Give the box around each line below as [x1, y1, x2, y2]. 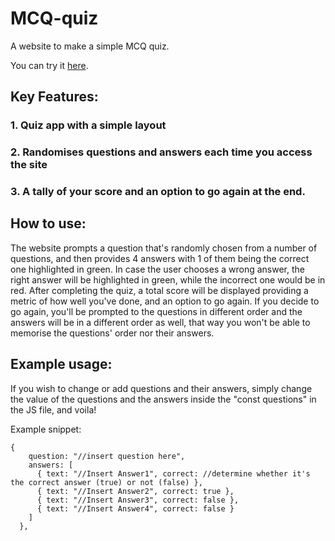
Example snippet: [10, 423, 82, 435]
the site [10, 158, 48, 172]
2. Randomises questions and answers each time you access [10, 145, 313, 159]
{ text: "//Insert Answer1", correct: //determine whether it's [36, 468, 311, 479]
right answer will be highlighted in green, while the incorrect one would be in [10, 273, 326, 286]
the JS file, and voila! [10, 403, 97, 416]
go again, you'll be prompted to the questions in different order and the [10, 305, 303, 317]
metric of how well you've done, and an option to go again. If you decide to [10, 295, 320, 307]
